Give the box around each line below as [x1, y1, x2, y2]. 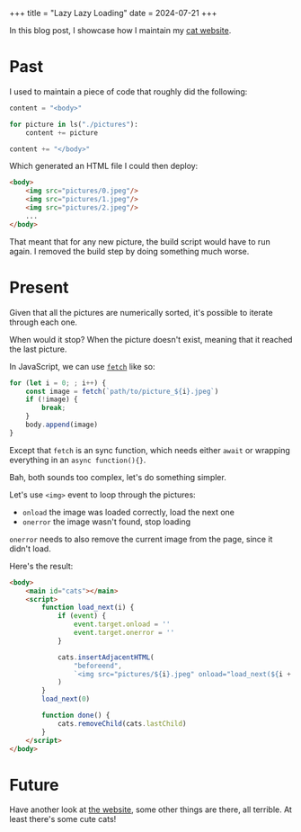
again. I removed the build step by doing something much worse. [9, 246, 250, 256]
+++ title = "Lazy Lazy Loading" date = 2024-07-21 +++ [9, 8, 217, 18]
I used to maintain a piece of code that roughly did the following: [9, 85, 248, 97]
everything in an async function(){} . [9, 454, 146, 465]
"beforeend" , [73, 661, 123, 670]
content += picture [25, 128, 99, 138]
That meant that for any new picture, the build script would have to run [9, 236, 271, 246]
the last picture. [9, 344, 67, 354]
